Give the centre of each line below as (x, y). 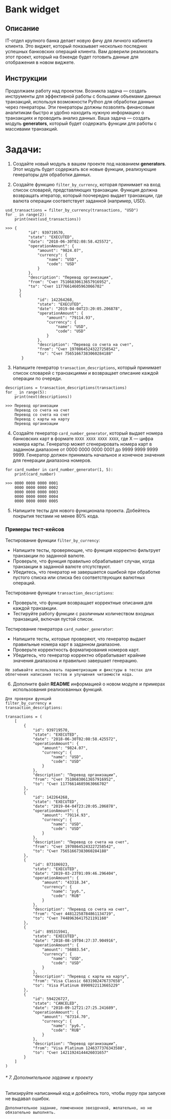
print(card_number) (35, 474)
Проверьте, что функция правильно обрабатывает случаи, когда (84, 561)
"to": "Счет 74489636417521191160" (71, 918)
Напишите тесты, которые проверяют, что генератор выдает (79, 639)
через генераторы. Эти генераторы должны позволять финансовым (80, 107)
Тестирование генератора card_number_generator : (59, 629)
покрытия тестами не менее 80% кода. (56, 516)
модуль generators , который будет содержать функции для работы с (81, 123)
